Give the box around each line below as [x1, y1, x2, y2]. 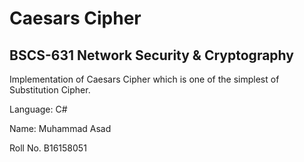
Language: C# [9, 103, 68, 115]
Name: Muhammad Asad [9, 123, 112, 134]
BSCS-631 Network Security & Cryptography [9, 47, 294, 64]
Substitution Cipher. [9, 84, 91, 96]
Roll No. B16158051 [9, 142, 87, 154]
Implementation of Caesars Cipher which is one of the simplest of [9, 73, 280, 85]
